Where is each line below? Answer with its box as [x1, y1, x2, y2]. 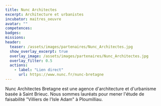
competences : [5, 26, 32, 31]
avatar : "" [5, 21, 28, 26]
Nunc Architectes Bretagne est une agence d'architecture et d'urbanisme [5, 86, 156, 92]
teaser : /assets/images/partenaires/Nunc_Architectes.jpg [9, 44, 133, 49]
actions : [9, 63, 28, 68]
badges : [5, 30, 21, 35]
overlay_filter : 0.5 [9, 58, 52, 63]
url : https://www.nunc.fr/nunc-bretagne [18, 72, 104, 77]
